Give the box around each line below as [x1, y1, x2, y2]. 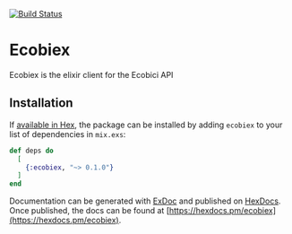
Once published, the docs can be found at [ [9, 205, 170, 216]
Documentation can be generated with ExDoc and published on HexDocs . [9, 195, 281, 206]
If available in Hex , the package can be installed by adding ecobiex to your [9, 119, 283, 130]
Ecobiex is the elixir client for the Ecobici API [9, 69, 174, 80]
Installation [9, 95, 73, 111]
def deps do [9, 146, 54, 155]
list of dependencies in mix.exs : [9, 128, 126, 139]
